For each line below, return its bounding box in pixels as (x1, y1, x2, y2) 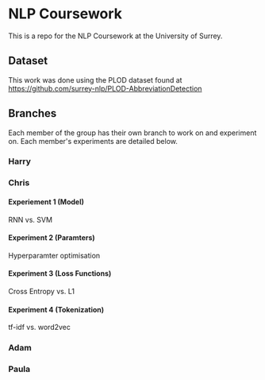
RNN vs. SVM (8, 215, 53, 224)
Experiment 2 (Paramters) (8, 233, 95, 242)
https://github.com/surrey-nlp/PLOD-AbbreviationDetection (8, 83, 202, 93)
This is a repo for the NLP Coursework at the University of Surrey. (8, 31, 223, 41)
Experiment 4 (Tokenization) (8, 304, 105, 314)
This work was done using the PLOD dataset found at (8, 75, 182, 84)
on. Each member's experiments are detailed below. (8, 136, 179, 145)
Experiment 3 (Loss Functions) (8, 269, 112, 278)
